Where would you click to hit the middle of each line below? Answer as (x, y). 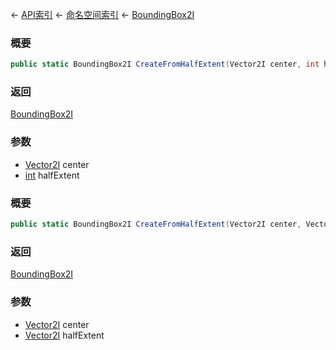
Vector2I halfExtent (64, 335)
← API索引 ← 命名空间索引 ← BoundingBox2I (102, 14)
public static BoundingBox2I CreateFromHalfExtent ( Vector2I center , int (165, 64)
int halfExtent (52, 175)
